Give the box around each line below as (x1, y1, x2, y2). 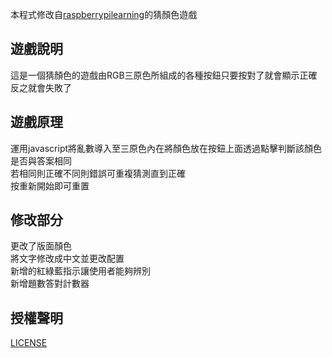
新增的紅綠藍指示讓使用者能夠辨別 (10, 265, 151, 277)
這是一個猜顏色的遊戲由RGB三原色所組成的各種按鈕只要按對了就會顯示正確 (10, 69, 318, 81)
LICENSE (10, 337, 48, 349)
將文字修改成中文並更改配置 (10, 253, 125, 265)
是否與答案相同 (10, 154, 72, 167)
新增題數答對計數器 (10, 278, 90, 290)
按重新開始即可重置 (10, 179, 90, 192)
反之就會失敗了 (10, 81, 72, 93)
